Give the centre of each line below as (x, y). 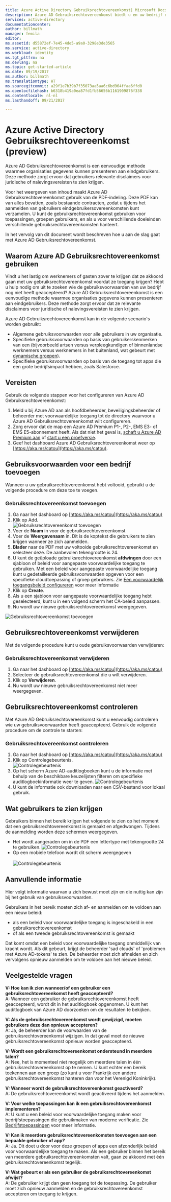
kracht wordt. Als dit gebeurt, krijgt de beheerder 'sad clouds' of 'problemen (85, 949)
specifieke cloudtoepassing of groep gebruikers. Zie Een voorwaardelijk (88, 579)
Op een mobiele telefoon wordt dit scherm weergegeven (72, 852)
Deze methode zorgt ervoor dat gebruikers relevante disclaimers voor (78, 177)
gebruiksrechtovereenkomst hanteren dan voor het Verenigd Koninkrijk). (81, 1078)
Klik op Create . (28, 590)
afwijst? (14, 1177)
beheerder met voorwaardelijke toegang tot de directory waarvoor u (84, 416)
